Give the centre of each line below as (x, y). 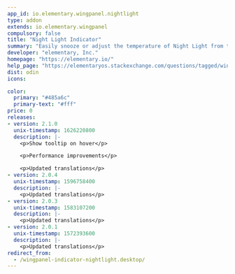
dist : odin (23, 72)
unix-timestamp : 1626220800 (55, 130)
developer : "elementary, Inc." (53, 53)
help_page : (23, 66)
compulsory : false (34, 33)
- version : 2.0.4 (33, 175)
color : (17, 92)
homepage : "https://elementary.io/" (60, 59)
